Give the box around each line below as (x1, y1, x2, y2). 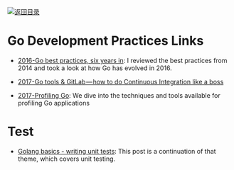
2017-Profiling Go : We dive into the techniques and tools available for (17, 91, 220, 99)
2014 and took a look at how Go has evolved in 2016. (17, 64, 172, 72)
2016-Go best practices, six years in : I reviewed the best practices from (17, 56, 228, 64)
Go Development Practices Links (7, 33, 204, 49)
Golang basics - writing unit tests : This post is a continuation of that (17, 147, 216, 155)
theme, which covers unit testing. (17, 154, 116, 163)
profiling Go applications (17, 98, 90, 107)
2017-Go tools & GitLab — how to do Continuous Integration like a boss (17, 77, 224, 86)
